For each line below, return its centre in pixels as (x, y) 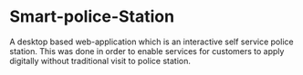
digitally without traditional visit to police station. (100, 61)
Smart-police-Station (92, 17)
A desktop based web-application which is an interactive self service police (151, 42)
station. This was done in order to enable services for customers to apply (147, 51)
